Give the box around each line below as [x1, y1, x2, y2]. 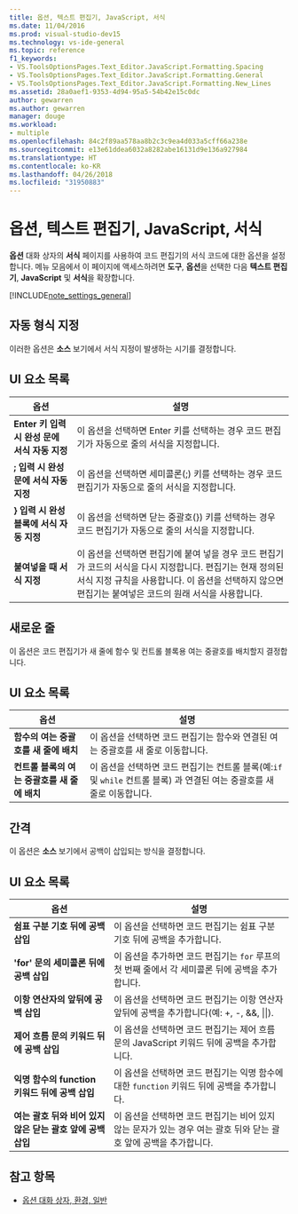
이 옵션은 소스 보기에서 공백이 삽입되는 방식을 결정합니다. [9, 845, 206, 857]
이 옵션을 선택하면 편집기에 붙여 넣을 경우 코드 [76, 547, 257, 559]
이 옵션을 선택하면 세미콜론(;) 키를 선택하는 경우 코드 [76, 467, 283, 480]
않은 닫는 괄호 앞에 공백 [13, 1123, 106, 1135]
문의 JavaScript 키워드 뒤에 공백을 [114, 1036, 250, 1049]
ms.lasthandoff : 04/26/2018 [9, 170, 114, 179]
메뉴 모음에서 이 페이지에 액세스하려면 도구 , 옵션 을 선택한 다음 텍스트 [35, 261, 272, 272]
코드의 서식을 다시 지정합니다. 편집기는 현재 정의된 [87, 560, 284, 573]
